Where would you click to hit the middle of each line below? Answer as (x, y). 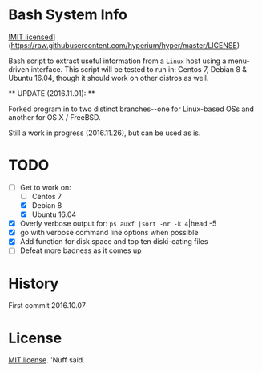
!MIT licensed (31, 37)
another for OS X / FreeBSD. (55, 117)
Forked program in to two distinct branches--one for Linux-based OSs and (131, 109)
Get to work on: (46, 187)
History (34, 284)
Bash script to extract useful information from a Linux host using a (117, 61)
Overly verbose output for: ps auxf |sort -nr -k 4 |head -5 (118, 224)
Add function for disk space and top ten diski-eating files (114, 242)
